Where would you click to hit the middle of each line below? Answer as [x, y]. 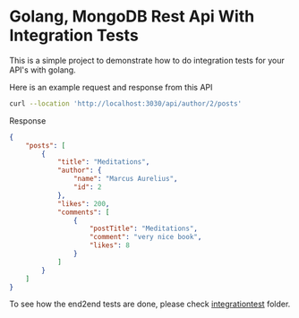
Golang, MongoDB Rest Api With [132, 17]
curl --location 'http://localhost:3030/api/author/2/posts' [126, 103]
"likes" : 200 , [83, 203]
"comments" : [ [83, 212]
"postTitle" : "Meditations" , [144, 229]
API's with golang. [43, 70]
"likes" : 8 [109, 245]
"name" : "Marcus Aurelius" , [125, 179]
